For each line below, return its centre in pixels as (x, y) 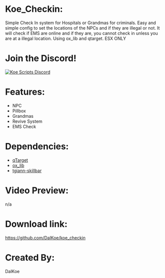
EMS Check (24, 126)
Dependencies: (37, 146)
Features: (25, 92)
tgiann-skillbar (27, 171)
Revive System (27, 121)
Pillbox (19, 111)
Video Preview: (37, 190)
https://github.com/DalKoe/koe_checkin (45, 238)
